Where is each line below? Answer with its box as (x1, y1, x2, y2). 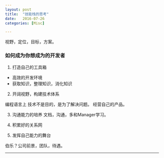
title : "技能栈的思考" (5, 12, 49, 17)
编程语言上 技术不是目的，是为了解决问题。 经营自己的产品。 (5, 101, 127, 107)
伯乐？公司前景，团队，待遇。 (5, 142, 65, 148)
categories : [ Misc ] (5, 20, 45, 26)
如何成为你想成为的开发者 (5, 52, 65, 59)
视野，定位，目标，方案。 (5, 39, 57, 45)
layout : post (5, 7, 32, 12)
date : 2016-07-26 (5, 16, 45, 21)
